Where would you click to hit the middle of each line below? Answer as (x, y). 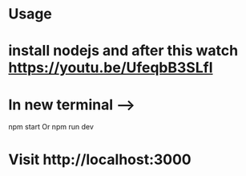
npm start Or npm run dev (51, 127)
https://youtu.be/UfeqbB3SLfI (111, 68)
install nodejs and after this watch (123, 51)
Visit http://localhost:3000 (100, 160)
